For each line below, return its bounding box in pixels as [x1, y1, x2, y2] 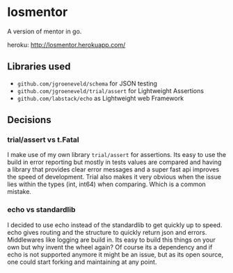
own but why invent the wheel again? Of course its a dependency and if [7, 242, 213, 251]
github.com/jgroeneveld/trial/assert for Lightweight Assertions [17, 86, 204, 94]
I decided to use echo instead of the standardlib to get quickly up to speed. [7, 220, 223, 229]
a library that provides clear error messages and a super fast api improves [7, 165, 220, 174]
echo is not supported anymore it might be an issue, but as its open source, [7, 250, 224, 258]
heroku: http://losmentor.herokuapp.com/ [7, 40, 126, 49]
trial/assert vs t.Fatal [7, 135, 79, 144]
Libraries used [7, 60, 71, 73]
